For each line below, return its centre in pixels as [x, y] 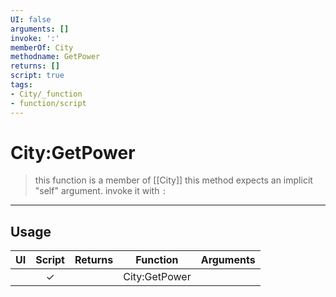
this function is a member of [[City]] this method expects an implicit [173, 180]
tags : [21, 85]
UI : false [31, 19]
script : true [37, 76]
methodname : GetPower [55, 57]
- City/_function [46, 94]
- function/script [48, 103]
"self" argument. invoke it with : [100, 191]
